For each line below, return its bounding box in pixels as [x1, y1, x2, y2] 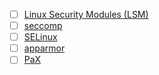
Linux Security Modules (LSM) [23, 9, 149, 20]
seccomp [23, 20, 63, 32]
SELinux [23, 31, 58, 43]
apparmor [23, 42, 66, 54]
